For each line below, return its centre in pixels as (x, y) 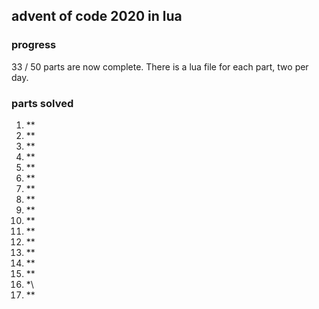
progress (34, 45)
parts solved (42, 103)
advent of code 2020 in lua (97, 16)
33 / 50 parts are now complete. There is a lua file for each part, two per (160, 66)
